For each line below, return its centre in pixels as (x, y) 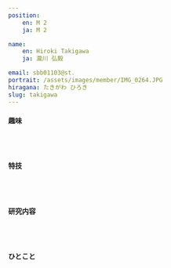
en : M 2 (35, 23)
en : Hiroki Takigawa (56, 52)
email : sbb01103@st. (42, 73)
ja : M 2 (35, 30)
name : (17, 44)
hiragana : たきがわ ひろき (48, 87)
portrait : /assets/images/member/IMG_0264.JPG (85, 80)
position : (24, 15)
